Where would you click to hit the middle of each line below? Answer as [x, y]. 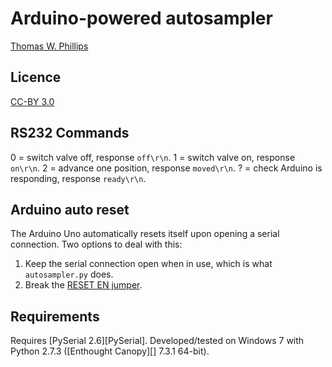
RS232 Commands [70, 133]
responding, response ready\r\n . [78, 178]
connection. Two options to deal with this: [96, 244]
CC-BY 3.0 [32, 101]
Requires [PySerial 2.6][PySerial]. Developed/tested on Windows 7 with [157, 341]
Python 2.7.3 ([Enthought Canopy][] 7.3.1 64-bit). [110, 351]
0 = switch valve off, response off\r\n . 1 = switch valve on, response [153, 157]
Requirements [55, 316]
